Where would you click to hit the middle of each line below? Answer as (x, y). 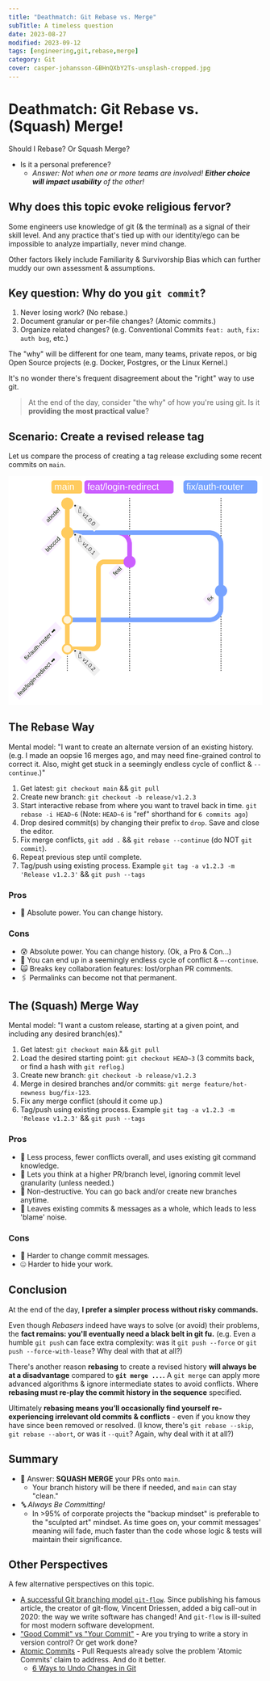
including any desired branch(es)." (66, 1034)
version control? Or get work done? (79, 1643)
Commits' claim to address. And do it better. (93, 1660)
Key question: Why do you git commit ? (107, 294)
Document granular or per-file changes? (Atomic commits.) (118, 321)
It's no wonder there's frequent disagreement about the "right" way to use (131, 378)
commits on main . (37, 465)
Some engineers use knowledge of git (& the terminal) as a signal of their (129, 226)
